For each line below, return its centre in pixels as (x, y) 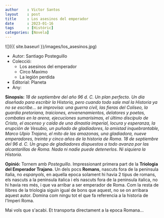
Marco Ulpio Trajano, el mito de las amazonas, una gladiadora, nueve (76, 134)
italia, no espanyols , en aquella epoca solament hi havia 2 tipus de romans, (81, 174)
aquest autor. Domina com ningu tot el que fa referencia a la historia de (77, 195)
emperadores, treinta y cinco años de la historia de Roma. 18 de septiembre (82, 139)
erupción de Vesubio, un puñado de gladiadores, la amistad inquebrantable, (82, 128)
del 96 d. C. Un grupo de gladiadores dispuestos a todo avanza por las (77, 144)
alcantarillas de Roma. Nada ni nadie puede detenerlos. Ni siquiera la (75, 149)
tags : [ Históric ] (29, 28)
